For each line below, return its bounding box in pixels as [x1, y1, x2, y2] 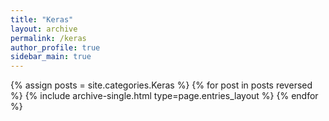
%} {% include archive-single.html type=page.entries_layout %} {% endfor [10, 90, 319, 102]
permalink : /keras [10, 33, 87, 43]
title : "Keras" [10, 14, 74, 25]
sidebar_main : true [10, 52, 92, 62]
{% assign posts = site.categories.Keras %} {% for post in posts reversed [10, 79, 313, 91]
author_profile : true [10, 42, 101, 53]
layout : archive [10, 24, 78, 34]
